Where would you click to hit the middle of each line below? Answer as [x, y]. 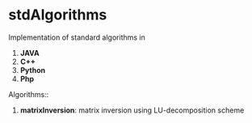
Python [33, 70]
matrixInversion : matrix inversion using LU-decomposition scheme [132, 110]
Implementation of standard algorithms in [77, 37]
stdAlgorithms [58, 15]
